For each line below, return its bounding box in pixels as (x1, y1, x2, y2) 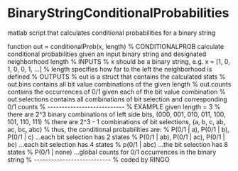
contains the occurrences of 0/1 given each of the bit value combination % (7, 87, 226, 96)
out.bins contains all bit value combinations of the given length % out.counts (7, 79, 232, 88)
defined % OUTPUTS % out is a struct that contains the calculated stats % (7, 72, 226, 81)
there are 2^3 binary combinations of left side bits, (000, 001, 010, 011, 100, (7, 110, 226, 118)
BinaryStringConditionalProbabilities (7, 5, 229, 21)
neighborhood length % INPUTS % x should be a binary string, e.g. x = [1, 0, (7, 57, 231, 65)
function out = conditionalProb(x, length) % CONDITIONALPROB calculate (7, 42, 225, 50)
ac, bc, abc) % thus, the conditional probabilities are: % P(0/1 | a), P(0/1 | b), (7, 125, 229, 133)
